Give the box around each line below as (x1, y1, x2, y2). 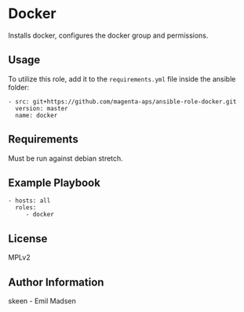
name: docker (15, 111, 58, 119)
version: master (15, 104, 68, 112)
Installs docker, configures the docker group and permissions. (8, 31, 209, 40)
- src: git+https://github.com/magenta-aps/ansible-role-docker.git (8, 97, 237, 106)
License (8, 232, 48, 245)
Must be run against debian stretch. (8, 154, 123, 163)
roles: (15, 204, 37, 212)
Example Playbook (8, 176, 100, 189)
